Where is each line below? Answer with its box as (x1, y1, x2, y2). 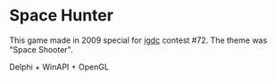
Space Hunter (9, 5, 114, 26)
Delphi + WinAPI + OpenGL (9, 61, 110, 72)
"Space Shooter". (9, 44, 73, 54)
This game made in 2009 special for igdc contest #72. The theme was (9, 35, 268, 45)
